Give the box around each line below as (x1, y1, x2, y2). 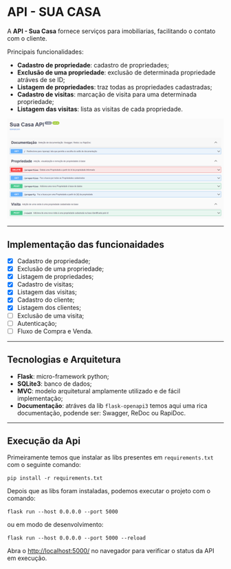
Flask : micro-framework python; (16, 372, 109, 380)
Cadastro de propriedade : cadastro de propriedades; (16, 61, 170, 69)
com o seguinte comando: (7, 461, 81, 469)
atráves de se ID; (16, 75, 65, 83)
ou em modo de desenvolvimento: (7, 521, 104, 529)
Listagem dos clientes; (16, 304, 81, 312)
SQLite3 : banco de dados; (16, 380, 92, 388)
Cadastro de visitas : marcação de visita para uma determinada (16, 90, 197, 99)
